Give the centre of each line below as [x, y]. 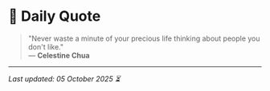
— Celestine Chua [59, 55]
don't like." [46, 46]
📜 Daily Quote [55, 16]
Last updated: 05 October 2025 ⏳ [64, 78]
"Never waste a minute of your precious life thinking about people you [144, 38]
